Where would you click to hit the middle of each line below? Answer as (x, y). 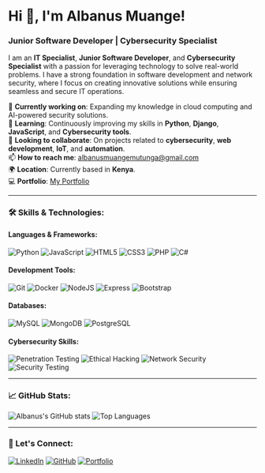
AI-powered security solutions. (58, 115)
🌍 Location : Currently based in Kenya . (72, 170)
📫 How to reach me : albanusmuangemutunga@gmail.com (104, 158)
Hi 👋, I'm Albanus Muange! (97, 16)
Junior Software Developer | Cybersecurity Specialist (113, 41)
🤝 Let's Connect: (41, 444)
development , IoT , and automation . (67, 148)
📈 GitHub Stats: (39, 396)
